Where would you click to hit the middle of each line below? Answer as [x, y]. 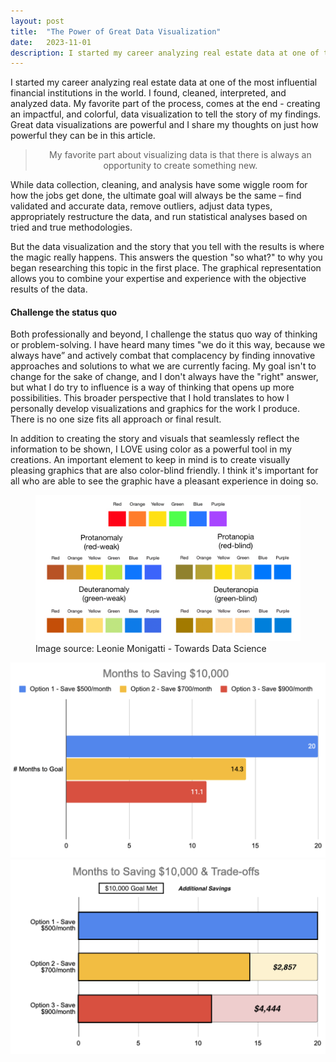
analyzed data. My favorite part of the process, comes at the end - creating [165, 104]
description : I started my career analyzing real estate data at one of [165, 53]
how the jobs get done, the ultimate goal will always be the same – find [156, 196]
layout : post [37, 21]
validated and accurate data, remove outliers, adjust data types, [141, 206]
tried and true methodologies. [71, 227]
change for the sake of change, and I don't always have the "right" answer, [164, 377]
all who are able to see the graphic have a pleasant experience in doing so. [164, 481]
